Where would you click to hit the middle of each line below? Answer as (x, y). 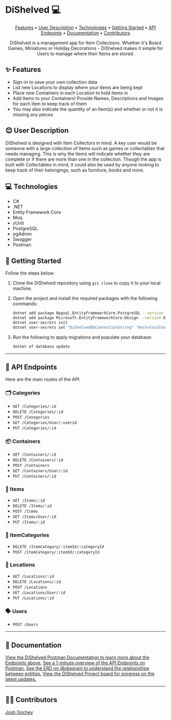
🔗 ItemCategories (27, 535)
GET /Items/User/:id (34, 517)
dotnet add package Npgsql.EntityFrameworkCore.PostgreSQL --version (88, 313)
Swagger (22, 239)
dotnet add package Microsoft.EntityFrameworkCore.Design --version (87, 318)
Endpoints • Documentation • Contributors (85, 33)
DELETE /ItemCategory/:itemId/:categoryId (58, 547)
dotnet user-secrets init (40, 322)
